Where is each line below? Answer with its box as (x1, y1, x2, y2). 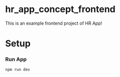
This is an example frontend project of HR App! (5, 20, 102, 26)
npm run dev (5, 67, 30, 72)
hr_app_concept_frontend (5, 4, 115, 15)
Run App (5, 56, 27, 63)
